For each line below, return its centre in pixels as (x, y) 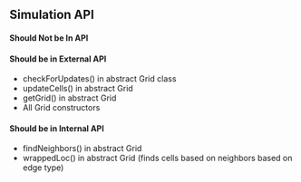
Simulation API (52, 15)
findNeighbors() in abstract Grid (82, 148)
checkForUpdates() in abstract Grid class (99, 79)
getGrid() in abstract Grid (69, 98)
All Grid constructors (61, 108)
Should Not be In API (49, 38)
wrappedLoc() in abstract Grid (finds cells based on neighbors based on (157, 158)
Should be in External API (58, 59)
